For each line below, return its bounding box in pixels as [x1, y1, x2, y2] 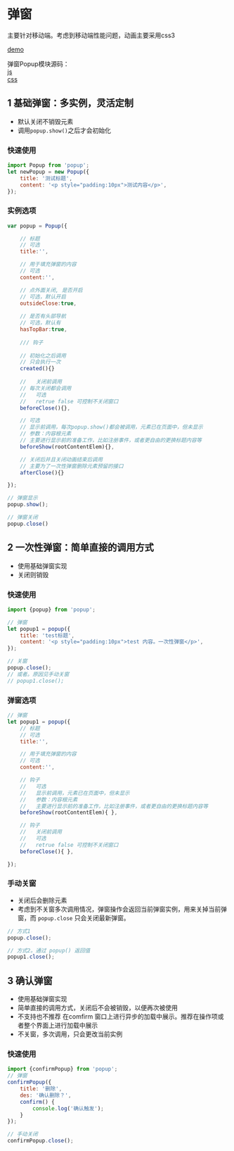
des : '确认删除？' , [20, 1092, 72, 1099]
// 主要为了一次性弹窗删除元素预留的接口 [20, 463, 124, 470]
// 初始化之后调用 [20, 352, 67, 359]
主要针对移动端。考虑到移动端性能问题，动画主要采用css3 [7, 31, 176, 39]
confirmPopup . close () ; [7, 1138, 74, 1145]
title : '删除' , [20, 1086, 63, 1093]
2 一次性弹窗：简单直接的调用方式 [7, 541, 155, 553]
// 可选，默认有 [20, 320, 61, 327]
